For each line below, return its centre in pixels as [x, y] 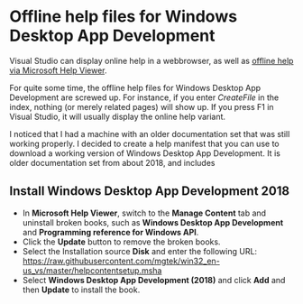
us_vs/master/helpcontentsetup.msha [92, 270]
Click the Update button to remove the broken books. [121, 242]
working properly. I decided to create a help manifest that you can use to [144, 143]
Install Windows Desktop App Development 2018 [150, 191]
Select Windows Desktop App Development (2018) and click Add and [154, 280]
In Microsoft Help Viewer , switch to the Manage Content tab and [144, 213]
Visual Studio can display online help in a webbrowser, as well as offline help [151, 60]
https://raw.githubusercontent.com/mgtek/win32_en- [121, 261]
